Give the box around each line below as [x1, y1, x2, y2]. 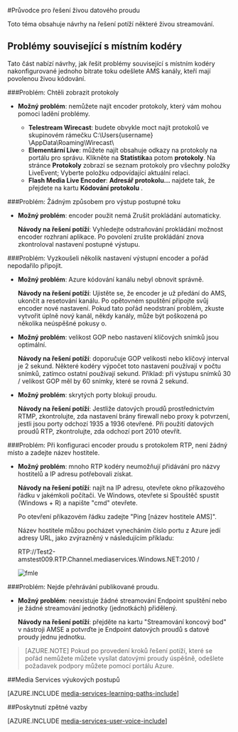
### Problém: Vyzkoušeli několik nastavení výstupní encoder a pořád [7, 254, 209, 262]
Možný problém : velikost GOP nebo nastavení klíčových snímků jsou [17, 333, 219, 341]
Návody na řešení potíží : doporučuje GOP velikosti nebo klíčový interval [17, 354, 229, 362]
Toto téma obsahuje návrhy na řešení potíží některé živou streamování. [7, 20, 215, 28]
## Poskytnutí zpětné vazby [7, 703, 88, 711]
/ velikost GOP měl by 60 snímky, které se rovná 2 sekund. [17, 377, 189, 385]
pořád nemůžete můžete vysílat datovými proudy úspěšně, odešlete [24, 654, 224, 662]
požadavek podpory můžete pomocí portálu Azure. [24, 661, 174, 670]
